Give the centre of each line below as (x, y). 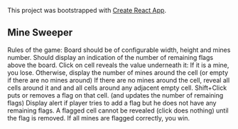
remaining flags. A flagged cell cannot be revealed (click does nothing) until (118, 110)
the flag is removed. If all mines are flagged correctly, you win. (99, 118)
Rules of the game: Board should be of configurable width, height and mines (119, 50)
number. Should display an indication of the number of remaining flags (110, 57)
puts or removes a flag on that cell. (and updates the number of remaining (115, 95)
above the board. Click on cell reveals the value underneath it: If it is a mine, (118, 65)
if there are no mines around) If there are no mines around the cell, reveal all (119, 80)
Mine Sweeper (40, 32)
